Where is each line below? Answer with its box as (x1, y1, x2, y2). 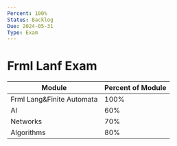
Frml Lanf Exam (7, 59, 97, 74)
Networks (10, 117, 43, 126)
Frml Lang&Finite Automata (10, 95, 98, 104)
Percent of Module (104, 83, 167, 93)
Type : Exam (7, 29, 38, 36)
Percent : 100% (7, 10, 48, 17)
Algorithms (10, 128, 46, 137)
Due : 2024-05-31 (7, 23, 54, 29)
